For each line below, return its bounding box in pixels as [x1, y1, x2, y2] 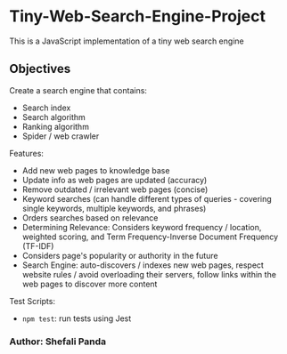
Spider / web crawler [21, 131, 100, 141]
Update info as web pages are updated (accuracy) [21, 174, 208, 185]
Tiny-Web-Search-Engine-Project [9, 6, 266, 27]
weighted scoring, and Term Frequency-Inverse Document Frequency [21, 231, 279, 242]
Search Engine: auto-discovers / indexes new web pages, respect [21, 260, 265, 270]
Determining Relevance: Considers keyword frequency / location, [21, 221, 262, 232]
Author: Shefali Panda [9, 335, 107, 348]
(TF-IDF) [21, 240, 54, 251]
